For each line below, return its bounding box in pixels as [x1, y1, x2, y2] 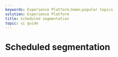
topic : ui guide [5, 20, 38, 26]
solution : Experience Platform [5, 12, 69, 17]
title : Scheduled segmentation [5, 16, 69, 21]
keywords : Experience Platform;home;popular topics [5, 7, 113, 12]
